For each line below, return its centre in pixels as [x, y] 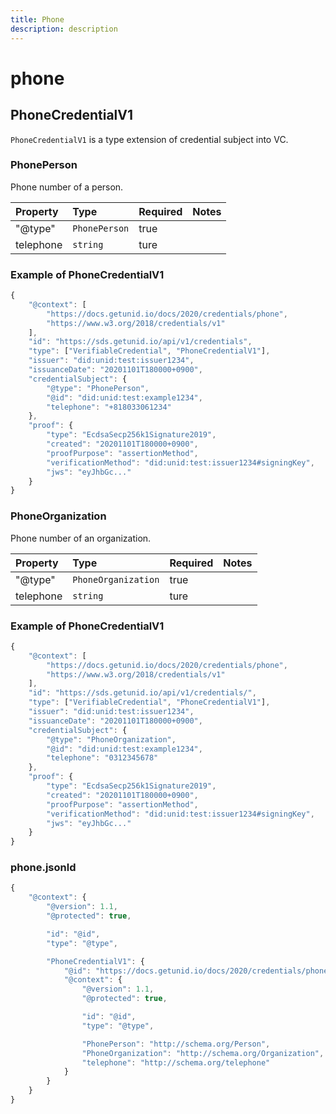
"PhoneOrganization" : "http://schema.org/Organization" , [203, 1053]
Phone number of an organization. [81, 538]
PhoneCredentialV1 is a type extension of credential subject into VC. [149, 139]
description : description [64, 29]
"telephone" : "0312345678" [102, 758]
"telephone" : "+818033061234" [109, 407]
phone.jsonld [43, 868]
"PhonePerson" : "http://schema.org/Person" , [176, 1044]
